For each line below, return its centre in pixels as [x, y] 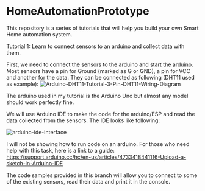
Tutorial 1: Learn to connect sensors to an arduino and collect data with [95, 46]
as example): [22, 84]
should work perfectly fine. [40, 102]
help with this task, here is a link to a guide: [60, 150]
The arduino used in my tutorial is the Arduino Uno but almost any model [97, 95]
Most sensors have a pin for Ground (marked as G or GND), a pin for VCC [99, 71]
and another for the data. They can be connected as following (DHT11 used [101, 77]
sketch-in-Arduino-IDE [35, 163]
